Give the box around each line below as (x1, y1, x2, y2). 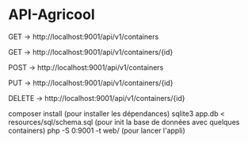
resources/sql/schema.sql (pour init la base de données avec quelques (8, 117, 240, 126)
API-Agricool (8, 6, 95, 24)
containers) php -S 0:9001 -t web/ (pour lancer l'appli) (8, 126, 186, 135)
